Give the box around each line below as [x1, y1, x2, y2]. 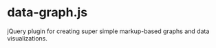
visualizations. [7, 34, 48, 42]
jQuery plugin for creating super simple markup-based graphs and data [7, 27, 210, 35]
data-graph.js [7, 5, 88, 20]
